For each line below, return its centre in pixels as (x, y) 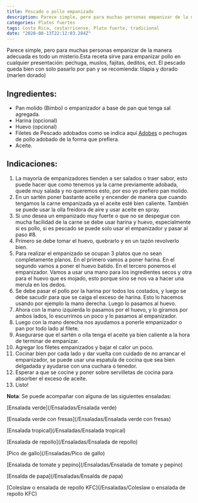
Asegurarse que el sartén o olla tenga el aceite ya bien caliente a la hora (103, 335)
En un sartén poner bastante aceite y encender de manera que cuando (101, 197)
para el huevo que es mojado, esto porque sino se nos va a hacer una (100, 278)
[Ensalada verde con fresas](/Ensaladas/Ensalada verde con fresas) (89, 419)
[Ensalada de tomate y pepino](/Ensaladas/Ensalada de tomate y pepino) (95, 464)
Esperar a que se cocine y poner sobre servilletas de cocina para (94, 372)
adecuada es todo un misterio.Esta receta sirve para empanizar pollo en (94, 57)
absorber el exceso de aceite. (51, 378)
